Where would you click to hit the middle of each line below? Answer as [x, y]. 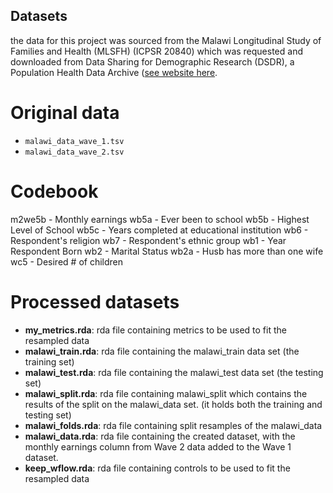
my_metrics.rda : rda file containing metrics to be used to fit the [155, 330]
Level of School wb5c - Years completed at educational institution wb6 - [159, 230]
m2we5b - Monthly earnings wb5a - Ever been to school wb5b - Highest [160, 219]
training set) [49, 361]
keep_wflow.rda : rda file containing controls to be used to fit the [157, 468]
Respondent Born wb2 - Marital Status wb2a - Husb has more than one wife [167, 251]
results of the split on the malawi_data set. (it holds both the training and [173, 404]
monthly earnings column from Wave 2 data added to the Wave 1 [158, 446]
